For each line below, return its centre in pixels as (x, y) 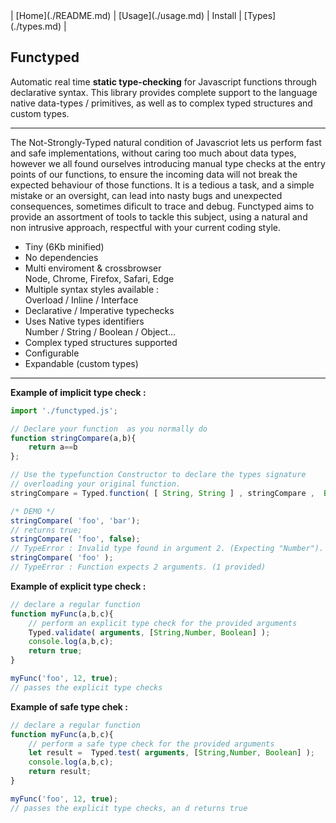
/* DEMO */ (33, 511)
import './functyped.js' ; (64, 410)
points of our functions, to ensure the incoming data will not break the (154, 174)
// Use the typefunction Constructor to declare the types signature (158, 475)
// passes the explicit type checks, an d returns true (129, 808)
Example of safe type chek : (69, 706)
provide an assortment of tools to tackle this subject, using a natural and (159, 216)
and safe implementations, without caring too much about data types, (153, 153)
